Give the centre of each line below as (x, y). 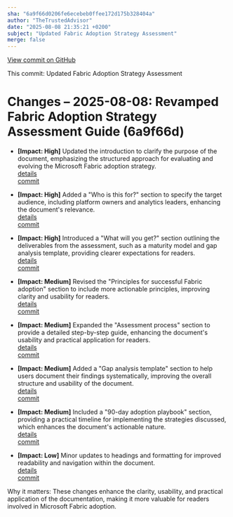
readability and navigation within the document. (86, 463)
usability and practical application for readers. (84, 340)
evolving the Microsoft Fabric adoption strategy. (87, 166)
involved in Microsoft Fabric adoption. (62, 506)
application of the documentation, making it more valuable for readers (108, 499)
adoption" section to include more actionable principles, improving (114, 289)
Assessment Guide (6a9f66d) (96, 132)
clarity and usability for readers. (64, 296)
